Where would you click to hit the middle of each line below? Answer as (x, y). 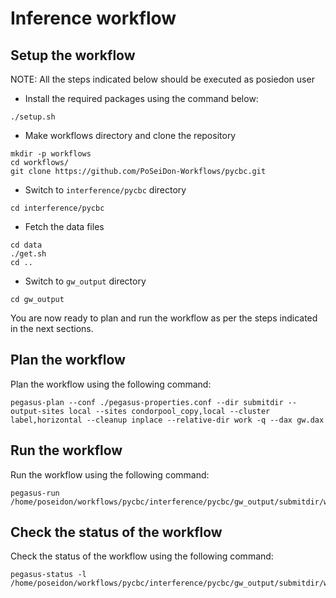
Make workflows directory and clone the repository (130, 135)
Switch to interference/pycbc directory (105, 190)
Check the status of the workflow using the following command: (142, 556)
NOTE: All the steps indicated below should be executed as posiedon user (162, 79)
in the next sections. (52, 328)
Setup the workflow (73, 55)
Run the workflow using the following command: (110, 474)
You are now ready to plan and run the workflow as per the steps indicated (164, 318)
